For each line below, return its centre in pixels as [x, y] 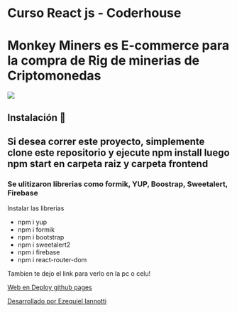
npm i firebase [39, 252]
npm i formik [36, 230]
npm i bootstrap [41, 237]
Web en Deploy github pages [50, 287]
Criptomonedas [54, 76]
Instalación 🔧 [37, 118]
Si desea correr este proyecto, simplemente [106, 141]
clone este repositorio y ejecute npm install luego [118, 152]
